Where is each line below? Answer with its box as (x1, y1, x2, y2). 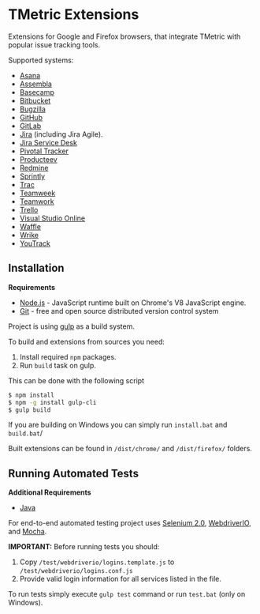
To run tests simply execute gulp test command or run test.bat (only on (8, 590, 246, 599)
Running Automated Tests (8, 466, 139, 480)
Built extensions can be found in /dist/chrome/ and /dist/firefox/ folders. (8, 444, 252, 454)
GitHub (19, 112, 43, 122)
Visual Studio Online (19, 213, 86, 223)
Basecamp (19, 87, 55, 96)
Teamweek (19, 188, 56, 198)
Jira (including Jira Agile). (19, 129, 104, 139)
